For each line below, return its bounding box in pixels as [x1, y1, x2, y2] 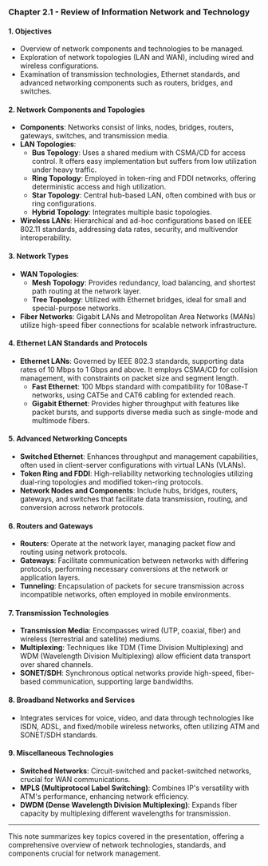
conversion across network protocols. [19, 502, 145, 512]
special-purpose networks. [31, 303, 121, 313]
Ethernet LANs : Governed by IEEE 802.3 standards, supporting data [19, 356, 245, 365]
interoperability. [19, 233, 72, 242]
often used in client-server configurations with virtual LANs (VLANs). [19, 460, 246, 469]
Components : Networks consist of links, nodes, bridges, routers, [19, 122, 234, 132]
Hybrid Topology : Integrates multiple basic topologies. [31, 207, 212, 217]
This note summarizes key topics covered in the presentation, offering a [8, 831, 245, 841]
